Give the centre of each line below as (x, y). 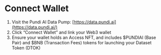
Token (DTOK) (26, 48)
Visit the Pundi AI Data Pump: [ (43, 22)
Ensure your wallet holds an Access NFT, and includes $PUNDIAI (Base (84, 37)
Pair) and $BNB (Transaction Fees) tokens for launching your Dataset (81, 42)
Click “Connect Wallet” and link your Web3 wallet (61, 32)
